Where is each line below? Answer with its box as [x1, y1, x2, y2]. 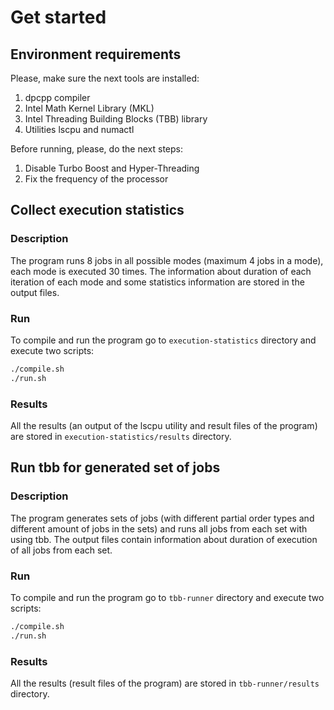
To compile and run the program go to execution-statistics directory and [10, 334, 317, 346]
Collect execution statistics [10, 202, 185, 219]
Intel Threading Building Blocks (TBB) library [24, 113, 208, 125]
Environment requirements [10, 46, 182, 63]
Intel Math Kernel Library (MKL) [24, 102, 155, 114]
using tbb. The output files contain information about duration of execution [10, 533, 318, 545]
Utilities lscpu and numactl [24, 124, 135, 135]
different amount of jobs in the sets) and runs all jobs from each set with [10, 522, 308, 535]
